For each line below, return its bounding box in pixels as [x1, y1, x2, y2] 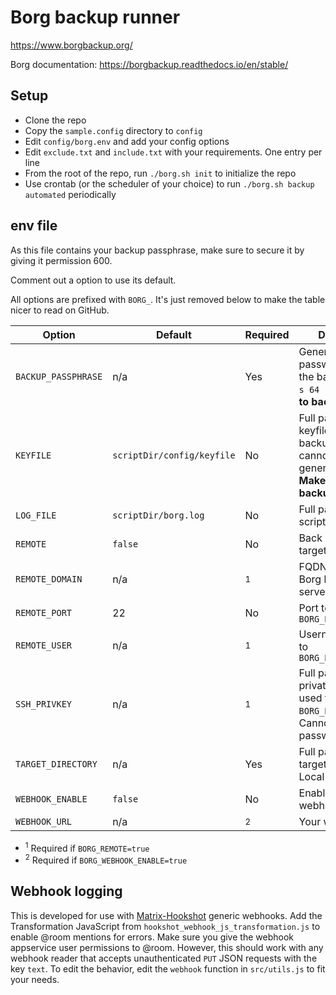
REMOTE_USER [15, 639, 73, 651]
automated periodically [24, 188, 117, 200]
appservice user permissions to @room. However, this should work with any [10, 941, 324, 953]
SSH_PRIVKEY [15, 698, 73, 710]
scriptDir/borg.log [112, 509, 205, 521]
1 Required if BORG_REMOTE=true [24, 840, 150, 854]
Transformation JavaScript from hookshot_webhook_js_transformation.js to [10, 920, 321, 932]
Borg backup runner [10, 6, 181, 29]
